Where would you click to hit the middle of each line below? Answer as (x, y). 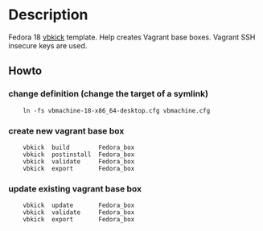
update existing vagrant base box (75, 188)
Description (48, 15)
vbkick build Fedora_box (79, 147)
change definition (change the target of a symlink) (109, 94)
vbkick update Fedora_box (79, 206)
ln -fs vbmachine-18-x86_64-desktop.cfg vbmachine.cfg (117, 110)
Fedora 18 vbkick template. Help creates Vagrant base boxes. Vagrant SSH (132, 37)
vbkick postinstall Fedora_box (79, 155)
